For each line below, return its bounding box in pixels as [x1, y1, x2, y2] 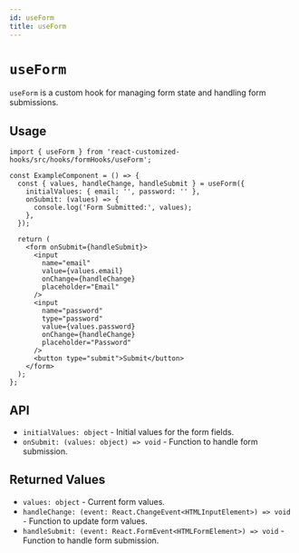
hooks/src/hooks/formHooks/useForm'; [9, 155, 152, 164]
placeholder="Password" [42, 338, 131, 348]
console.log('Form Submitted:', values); [33, 203, 193, 212]
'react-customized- [106, 147, 180, 157]
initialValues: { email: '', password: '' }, [25, 187, 201, 196]
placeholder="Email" [42, 282, 120, 291]
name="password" [42, 306, 103, 316]
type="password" [42, 314, 103, 323]
